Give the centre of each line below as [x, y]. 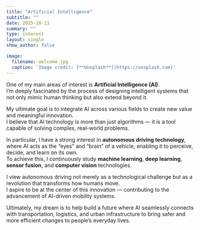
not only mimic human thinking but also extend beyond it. [77, 97]
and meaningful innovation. [40, 115]
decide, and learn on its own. [42, 152]
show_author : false [31, 46]
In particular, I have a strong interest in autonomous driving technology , [96, 139]
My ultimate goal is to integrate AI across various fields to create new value [99, 109]
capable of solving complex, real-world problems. [68, 128]
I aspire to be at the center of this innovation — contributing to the [88, 189]
